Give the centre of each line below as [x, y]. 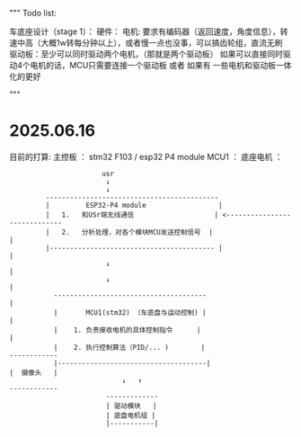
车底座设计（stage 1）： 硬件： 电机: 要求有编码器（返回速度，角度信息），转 [149, 31]
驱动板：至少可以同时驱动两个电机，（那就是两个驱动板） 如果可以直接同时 [146, 54]
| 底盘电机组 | [130, 415]
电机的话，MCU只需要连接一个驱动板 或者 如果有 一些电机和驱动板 [153, 65]
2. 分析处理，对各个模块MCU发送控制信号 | [137, 232]
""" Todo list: [33, 13]
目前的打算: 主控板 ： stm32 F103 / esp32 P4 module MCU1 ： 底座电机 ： [146, 156]
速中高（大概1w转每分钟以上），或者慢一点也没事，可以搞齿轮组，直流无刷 [146, 43]
